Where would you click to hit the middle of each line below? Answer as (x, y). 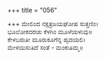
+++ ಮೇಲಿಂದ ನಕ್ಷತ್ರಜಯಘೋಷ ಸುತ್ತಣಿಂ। (53, 24)
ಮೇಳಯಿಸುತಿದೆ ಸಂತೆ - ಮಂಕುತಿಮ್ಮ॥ (45, 47)
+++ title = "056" (32, 10)
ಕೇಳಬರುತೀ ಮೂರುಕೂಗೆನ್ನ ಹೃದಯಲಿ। (46, 39)
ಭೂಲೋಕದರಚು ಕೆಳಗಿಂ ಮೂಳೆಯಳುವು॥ (50, 32)
